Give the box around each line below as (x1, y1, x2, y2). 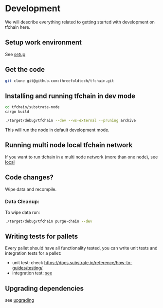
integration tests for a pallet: (5, 250, 62, 256)
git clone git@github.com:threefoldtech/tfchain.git (5, 78, 114, 83)
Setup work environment (5, 38, 82, 47)
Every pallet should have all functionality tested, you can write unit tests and (5, 245, 158, 251)
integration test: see (12, 270, 53, 276)
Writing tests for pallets (5, 232, 78, 241)
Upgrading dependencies (5, 284, 84, 292)
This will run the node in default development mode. (5, 127, 109, 133)
